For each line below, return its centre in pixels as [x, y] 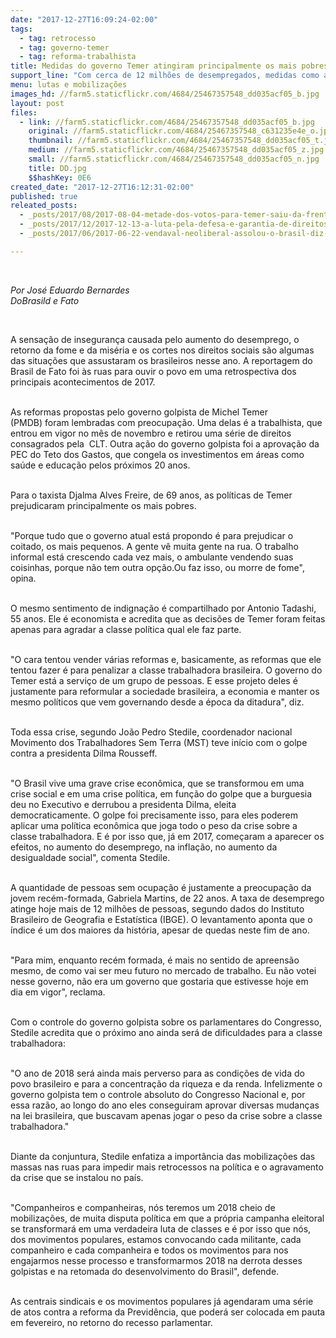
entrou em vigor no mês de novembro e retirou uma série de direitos [151, 433]
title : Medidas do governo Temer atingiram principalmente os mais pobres [169, 66]
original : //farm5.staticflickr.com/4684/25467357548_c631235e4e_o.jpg [180, 131]
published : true [44, 196]
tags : [21, 29]
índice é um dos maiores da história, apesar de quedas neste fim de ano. [160, 930]
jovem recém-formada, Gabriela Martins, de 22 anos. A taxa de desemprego [167, 898]
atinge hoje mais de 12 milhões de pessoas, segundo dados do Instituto [157, 908]
